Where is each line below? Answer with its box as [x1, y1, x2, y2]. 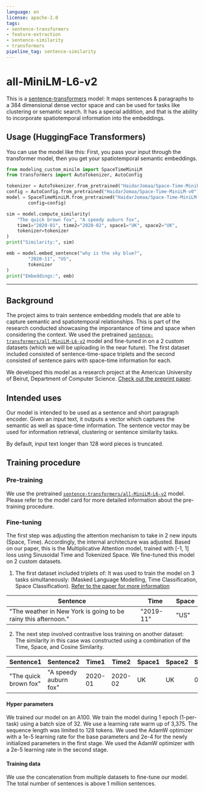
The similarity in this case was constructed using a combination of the [15, 637, 191, 644]
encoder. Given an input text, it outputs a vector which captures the [6, 415, 175, 422]
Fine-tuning [6, 518, 42, 527]
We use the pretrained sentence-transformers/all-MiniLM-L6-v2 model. [6, 489, 185, 497]
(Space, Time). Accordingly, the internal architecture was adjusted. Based [6, 538, 191, 545]
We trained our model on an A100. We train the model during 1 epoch [6, 713, 178, 721]
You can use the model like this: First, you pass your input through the [6, 148, 181, 155]
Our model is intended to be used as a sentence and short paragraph [6, 409, 179, 416]
